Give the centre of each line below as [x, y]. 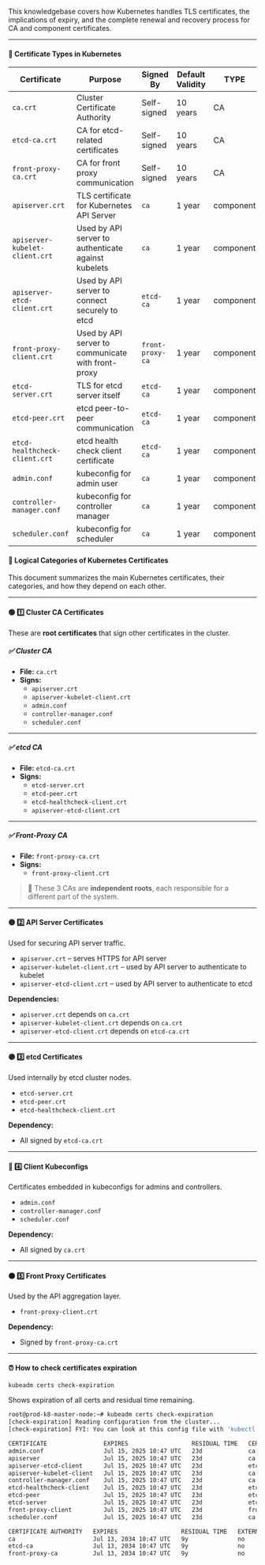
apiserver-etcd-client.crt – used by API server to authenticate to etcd [136, 983]
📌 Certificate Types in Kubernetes [65, 54]
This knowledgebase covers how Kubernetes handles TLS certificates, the [129, 11]
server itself [98, 396]
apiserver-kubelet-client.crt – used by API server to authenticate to [133, 966]
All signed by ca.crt [52, 1250]
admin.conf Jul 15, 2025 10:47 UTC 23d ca [132, 1451]
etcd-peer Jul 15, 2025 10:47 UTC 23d [105, 1495]
